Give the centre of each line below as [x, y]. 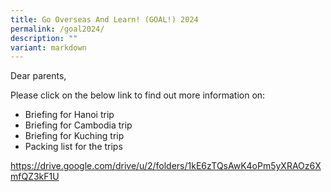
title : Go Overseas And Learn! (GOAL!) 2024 [104, 19]
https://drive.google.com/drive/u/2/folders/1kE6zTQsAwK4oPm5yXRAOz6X [166, 166]
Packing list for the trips [73, 147]
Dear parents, [38, 76]
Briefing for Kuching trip [74, 136]
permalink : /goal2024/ [57, 29]
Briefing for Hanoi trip [69, 115]
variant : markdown [48, 47]
